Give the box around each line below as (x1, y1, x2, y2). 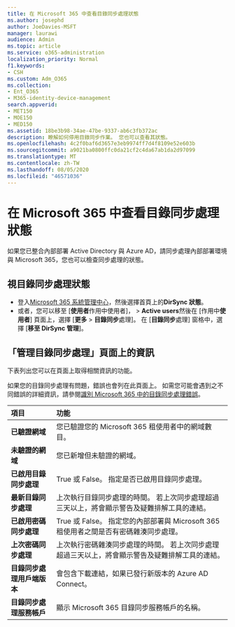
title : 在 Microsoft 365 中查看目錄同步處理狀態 (7, 10, 139, 17)
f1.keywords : (7, 62, 45, 69)
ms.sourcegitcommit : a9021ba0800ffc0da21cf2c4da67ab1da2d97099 (7, 147, 196, 154)
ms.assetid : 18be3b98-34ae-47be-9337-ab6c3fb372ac (7, 127, 158, 134)
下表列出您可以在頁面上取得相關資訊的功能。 (7, 366, 136, 375)
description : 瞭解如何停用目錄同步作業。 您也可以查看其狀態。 (7, 134, 171, 140)
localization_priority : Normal (7, 56, 99, 63)
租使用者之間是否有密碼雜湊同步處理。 (55, 527, 183, 537)
